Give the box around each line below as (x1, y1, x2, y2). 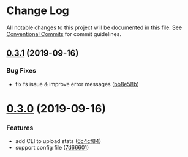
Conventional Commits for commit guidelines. (6, 30, 121, 37)
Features (6, 123, 34, 132)
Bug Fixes (6, 67, 37, 75)
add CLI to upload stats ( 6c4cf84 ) (15, 137, 101, 145)
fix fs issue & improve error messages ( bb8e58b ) (15, 80, 139, 87)
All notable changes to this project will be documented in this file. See (6, 24, 182, 31)
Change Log (6, 4, 69, 18)
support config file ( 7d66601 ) (15, 144, 89, 152)
